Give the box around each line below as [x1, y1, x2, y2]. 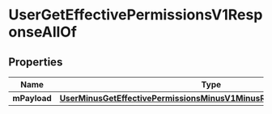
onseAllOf [8, 23, 77, 41]
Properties [8, 55, 63, 69]
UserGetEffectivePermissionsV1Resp [8, 6, 263, 24]
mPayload [12, 93, 53, 103]
